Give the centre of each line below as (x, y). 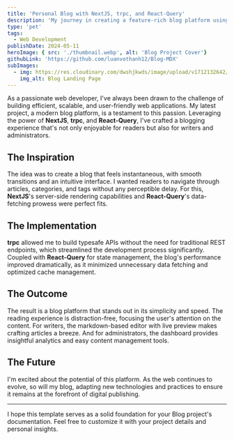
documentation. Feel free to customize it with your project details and (107, 421)
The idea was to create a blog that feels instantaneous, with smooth (104, 174)
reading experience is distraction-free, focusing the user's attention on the (114, 318)
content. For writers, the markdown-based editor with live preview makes (112, 326)
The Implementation (52, 226)
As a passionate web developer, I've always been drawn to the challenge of (116, 98)
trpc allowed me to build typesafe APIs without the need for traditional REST (117, 242)
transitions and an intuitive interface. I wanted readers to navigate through (114, 181)
